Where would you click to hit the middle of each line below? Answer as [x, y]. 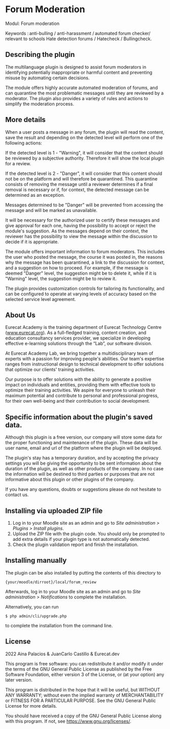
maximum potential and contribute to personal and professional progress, [82, 396]
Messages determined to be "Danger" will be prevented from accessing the [84, 205]
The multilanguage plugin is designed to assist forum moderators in [76, 67]
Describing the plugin [40, 55]
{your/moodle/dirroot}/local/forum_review [51, 582]
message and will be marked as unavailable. [52, 210]
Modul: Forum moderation [32, 23]
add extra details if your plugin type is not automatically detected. [81, 539]
